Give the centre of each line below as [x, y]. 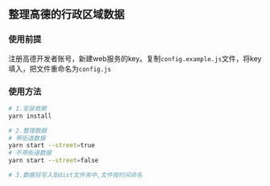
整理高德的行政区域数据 [66, 14]
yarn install [30, 116]
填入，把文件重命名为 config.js [60, 68]
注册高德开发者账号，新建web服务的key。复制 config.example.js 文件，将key [135, 58]
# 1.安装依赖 [28, 108]
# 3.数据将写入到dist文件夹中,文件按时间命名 [76, 176]
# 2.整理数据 [28, 130]
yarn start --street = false [53, 161]
